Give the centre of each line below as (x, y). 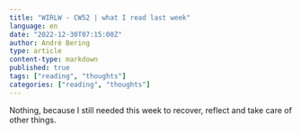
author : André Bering (50, 43)
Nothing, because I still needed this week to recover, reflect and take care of (150, 110)
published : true (40, 68)
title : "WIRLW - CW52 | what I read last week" (100, 18)
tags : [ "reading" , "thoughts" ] (68, 76)
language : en (34, 26)
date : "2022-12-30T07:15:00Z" (66, 34)
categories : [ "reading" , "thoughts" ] (80, 85)
